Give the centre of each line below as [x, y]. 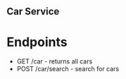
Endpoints [37, 42]
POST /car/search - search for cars [68, 69]
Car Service [33, 12]
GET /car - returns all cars [55, 61]
